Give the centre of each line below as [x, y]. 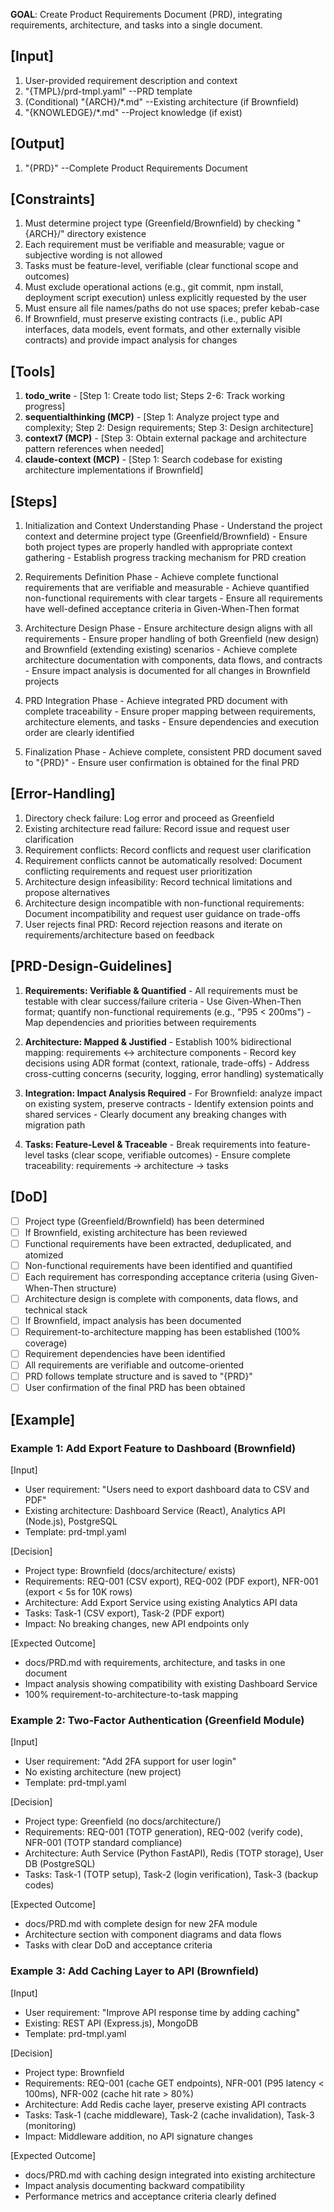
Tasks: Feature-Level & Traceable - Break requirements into [149, 1144]
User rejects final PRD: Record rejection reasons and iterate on [153, 924]
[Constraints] [53, 199]
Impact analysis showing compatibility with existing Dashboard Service [171, 1683]
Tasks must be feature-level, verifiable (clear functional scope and [161, 266]
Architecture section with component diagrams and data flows [153, 1935]
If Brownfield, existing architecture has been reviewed [136, 1232]
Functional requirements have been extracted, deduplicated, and [158, 1243]
